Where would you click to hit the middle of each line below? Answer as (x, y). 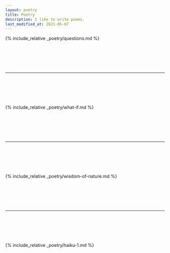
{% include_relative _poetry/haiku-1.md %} (50, 245)
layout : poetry (21, 10)
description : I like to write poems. (45, 19)
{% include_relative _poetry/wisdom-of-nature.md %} (61, 176)
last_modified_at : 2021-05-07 (37, 24)
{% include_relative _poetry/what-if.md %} (50, 107)
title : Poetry (20, 15)
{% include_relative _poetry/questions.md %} (52, 38)
